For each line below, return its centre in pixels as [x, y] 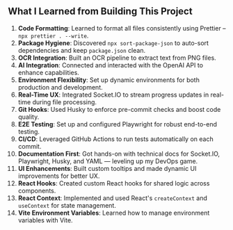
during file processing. [64, 102]
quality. [29, 117]
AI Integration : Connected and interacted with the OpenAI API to [111, 65]
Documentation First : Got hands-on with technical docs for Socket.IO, [119, 154]
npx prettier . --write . [53, 35]
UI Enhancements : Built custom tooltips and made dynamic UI [107, 168]
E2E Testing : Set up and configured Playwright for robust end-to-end [118, 124]
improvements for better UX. [59, 176]
